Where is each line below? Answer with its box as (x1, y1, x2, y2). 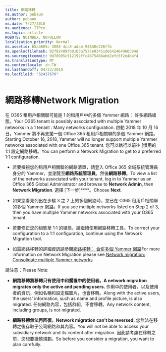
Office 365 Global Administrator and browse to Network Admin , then (12, 181, 154, 187)
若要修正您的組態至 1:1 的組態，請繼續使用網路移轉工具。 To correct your (12, 225, 160, 231)
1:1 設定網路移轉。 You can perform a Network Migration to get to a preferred (5, 148, 161, 154)
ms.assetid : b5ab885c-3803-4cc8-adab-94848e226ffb (5, 44, 112, 49)
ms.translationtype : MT (5, 58, 55, 63)
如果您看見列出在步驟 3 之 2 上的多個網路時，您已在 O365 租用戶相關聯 (12, 197, 158, 203)
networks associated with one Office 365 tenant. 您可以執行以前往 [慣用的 (5, 142, 157, 148)
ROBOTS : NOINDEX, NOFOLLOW (5, 35, 61, 40)
